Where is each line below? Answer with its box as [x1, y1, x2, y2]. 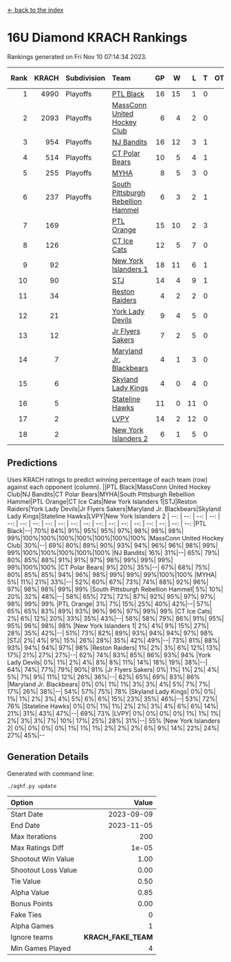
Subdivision [65, 73, 105, 83]
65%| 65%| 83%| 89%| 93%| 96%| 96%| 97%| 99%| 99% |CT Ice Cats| [7, 606, 212, 615]
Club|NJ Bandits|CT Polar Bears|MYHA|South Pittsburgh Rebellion [7, 490, 195, 498]
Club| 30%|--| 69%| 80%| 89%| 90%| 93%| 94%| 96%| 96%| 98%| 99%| [7, 541, 219, 549]
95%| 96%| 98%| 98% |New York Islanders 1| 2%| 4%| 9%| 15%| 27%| [7, 622, 209, 630]
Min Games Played [10, 943, 71, 953]
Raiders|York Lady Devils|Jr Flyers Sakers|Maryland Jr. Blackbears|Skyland [7, 505, 221, 513]
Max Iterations [10, 831, 57, 841]
